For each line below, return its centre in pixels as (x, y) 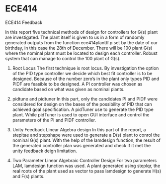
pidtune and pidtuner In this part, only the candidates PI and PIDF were (85, 99)
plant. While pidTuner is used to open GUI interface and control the (81, 114)
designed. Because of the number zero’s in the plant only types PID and (86, 79)
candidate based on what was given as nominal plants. (68, 89)
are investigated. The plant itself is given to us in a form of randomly (75, 37)
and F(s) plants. (28, 176)
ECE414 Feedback (24, 22)
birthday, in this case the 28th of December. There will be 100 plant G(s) (79, 48)
